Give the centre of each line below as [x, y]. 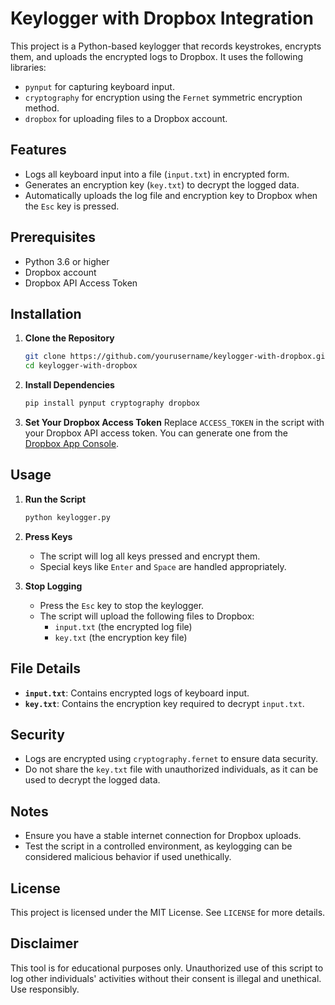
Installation [46, 313]
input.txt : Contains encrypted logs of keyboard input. [137, 693]
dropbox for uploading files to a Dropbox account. [126, 118]
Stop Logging [53, 586]
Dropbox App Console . [72, 443]
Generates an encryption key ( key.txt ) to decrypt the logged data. [162, 184]
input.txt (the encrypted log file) [123, 626]
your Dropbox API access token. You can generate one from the [156, 433]
